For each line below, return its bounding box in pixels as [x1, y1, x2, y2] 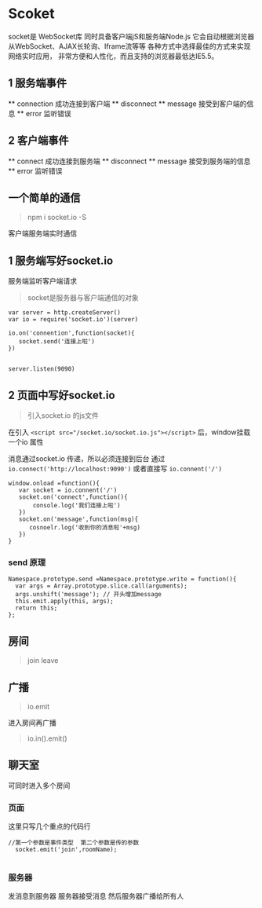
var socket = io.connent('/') [18, 486, 118, 494]
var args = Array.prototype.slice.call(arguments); [15, 582, 188, 590]
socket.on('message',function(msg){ [18, 515, 139, 523]
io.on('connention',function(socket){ [8, 329, 135, 338]
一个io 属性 [8, 438, 44, 446]
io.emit [27, 701, 50, 711]
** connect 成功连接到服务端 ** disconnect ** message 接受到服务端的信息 [8, 156, 251, 166]
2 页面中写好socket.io [8, 388, 115, 401]
